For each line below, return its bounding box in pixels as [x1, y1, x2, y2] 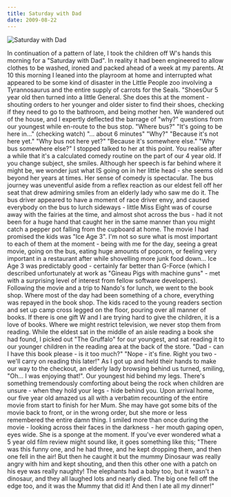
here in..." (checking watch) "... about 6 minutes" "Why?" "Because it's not [7, 129, 219, 138]
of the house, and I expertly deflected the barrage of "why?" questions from [7, 115, 223, 123]
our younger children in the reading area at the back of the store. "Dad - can [7, 342, 224, 351]
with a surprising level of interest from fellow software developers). [7, 276, 198, 284]
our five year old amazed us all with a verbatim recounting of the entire [7, 393, 209, 402]
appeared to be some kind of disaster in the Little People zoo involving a [7, 78, 212, 86]
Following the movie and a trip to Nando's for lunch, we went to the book [7, 284, 214, 292]
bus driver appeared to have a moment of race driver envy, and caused [7, 195, 210, 204]
